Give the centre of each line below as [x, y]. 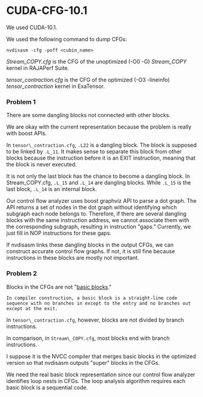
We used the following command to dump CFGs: [67, 39]
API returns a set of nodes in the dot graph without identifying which [92, 208]
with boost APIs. [27, 134]
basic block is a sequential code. [47, 387]
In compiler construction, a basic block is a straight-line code [92, 298]
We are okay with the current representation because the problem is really [99, 127]
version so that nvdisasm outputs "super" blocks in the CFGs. [83, 362]
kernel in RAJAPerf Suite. [38, 68]
